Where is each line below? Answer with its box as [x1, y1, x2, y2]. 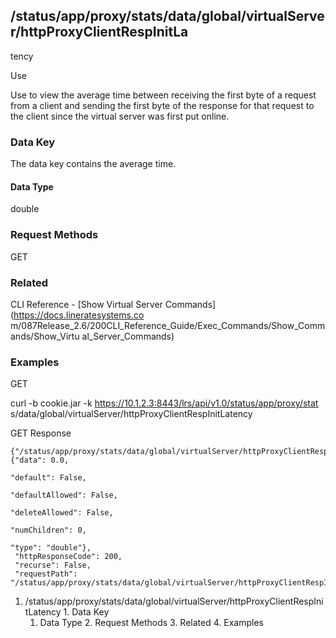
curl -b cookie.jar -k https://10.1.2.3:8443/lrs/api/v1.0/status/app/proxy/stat [10, 397, 319, 409]
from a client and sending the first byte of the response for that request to [10, 99, 315, 111]
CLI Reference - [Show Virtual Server [10, 298, 163, 310]
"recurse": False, [14, 560, 92, 571]
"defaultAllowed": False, [10, 490, 118, 501]
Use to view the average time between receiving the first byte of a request [10, 89, 317, 101]
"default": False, [10, 473, 87, 483]
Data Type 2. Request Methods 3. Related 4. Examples [39, 617, 264, 629]
